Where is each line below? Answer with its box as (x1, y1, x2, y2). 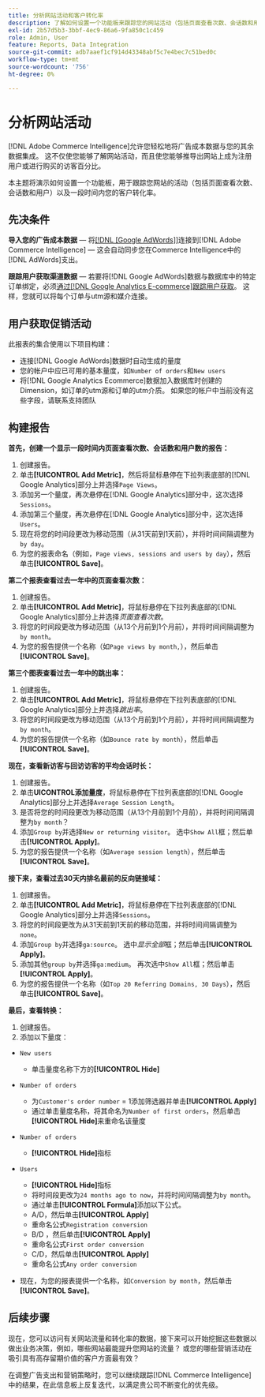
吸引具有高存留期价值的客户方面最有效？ (8, 1353, 140, 1362)
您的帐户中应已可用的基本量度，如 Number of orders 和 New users (19, 366, 226, 376)
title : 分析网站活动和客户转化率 (8, 11, 104, 20)
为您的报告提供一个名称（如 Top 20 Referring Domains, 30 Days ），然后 (19, 979, 251, 988)
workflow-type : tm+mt (8, 56, 80, 64)
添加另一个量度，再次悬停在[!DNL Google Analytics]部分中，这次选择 (19, 490, 244, 499)
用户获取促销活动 (8, 316, 91, 330)
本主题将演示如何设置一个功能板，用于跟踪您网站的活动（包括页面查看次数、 (8, 178, 257, 187)
